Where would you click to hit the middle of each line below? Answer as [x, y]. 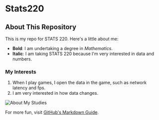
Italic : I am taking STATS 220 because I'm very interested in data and [83, 54]
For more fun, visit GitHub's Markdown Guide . [52, 113]
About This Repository [41, 27]
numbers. [22, 59]
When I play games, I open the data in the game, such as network [79, 83]
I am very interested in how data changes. [55, 93]
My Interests [21, 71]
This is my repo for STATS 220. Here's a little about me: [62, 39]
